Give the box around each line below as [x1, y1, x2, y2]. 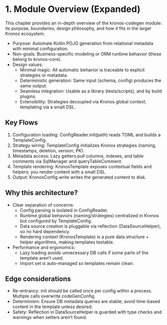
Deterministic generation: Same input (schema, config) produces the [19, 77, 161, 83]
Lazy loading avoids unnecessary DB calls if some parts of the [19, 250, 148, 256]
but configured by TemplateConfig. [19, 218, 92, 224]
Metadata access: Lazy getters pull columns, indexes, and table [12, 153, 144, 159]
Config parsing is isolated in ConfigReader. [19, 207, 108, 213]
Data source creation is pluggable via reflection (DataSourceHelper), [19, 223, 161, 229]
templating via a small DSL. [19, 104, 76, 110]
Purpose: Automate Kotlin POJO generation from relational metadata [12, 40, 153, 46]
